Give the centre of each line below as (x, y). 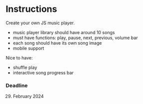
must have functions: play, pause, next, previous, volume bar (75, 38)
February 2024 (28, 96)
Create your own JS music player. (40, 23)
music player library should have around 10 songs (64, 32)
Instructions (31, 9)
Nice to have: (19, 57)
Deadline (17, 85)
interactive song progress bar (43, 72)
